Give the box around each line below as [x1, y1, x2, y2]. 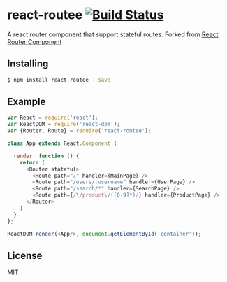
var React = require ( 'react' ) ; [7, 114, 98, 122]
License [7, 249, 43, 262]
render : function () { [13, 153, 80, 160]
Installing [7, 58, 49, 70]
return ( [20, 159, 45, 166]
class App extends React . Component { [7, 140, 117, 147]
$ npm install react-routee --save [7, 76, 111, 83]
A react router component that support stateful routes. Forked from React [7, 30, 219, 38]
